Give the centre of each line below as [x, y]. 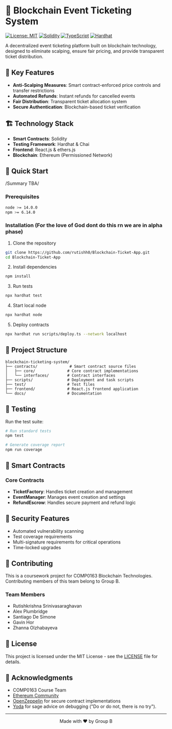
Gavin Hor [23, 622]
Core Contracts [25, 480]
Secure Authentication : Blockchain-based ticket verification [77, 107]
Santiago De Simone [34, 616]
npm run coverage [24, 450]
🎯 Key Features [30, 73]
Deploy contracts [31, 325]
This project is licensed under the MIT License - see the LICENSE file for [81, 656]
